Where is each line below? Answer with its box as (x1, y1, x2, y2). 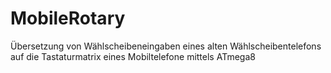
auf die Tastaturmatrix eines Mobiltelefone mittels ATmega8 (10, 50, 256, 62)
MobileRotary (10, 7, 126, 30)
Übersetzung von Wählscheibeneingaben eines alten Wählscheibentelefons (10, 40, 322, 52)
